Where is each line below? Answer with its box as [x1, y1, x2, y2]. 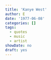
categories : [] [5, 20, 36, 26]
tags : [5, 25, 16, 30]
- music [9, 34, 25, 39]
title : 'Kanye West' [5, 7, 48, 12]
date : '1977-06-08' [5, 16, 45, 21]
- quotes [9, 30, 27, 34]
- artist [9, 39, 27, 44]
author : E [5, 12, 25, 16]
